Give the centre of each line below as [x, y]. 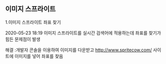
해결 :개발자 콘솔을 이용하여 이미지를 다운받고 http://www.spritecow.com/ [79, 50]
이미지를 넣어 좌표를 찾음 [39, 56]
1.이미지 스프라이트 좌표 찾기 [33, 22]
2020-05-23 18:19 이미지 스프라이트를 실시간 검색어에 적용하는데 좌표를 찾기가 [83, 33]
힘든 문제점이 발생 [23, 39]
